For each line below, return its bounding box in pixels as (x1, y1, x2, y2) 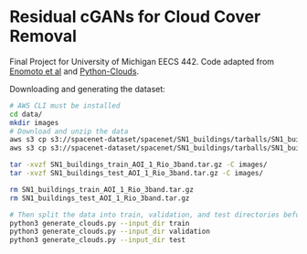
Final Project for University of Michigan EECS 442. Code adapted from (9, 56, 275, 67)
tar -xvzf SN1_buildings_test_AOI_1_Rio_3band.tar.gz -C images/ (9, 169, 263, 178)
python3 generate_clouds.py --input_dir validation (9, 227, 210, 237)
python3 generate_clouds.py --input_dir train (9, 218, 190, 228)
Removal (9, 26, 78, 47)
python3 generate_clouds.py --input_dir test (9, 236, 185, 245)
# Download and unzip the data (9, 126, 129, 136)
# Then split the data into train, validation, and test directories (9, 210, 281, 219)
